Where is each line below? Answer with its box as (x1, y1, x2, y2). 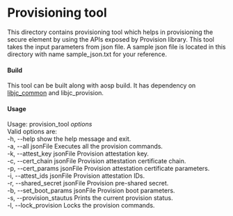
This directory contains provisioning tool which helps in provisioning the (7, 28, 214, 36)
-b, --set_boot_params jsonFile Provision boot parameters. (7, 186, 175, 195)
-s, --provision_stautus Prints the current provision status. (7, 194, 173, 202)
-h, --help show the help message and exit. (7, 135, 131, 143)
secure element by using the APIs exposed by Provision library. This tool (7, 35, 214, 43)
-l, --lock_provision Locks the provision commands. (7, 201, 155, 210)
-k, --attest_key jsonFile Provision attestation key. (7, 149, 150, 158)
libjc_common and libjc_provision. (7, 89, 104, 97)
